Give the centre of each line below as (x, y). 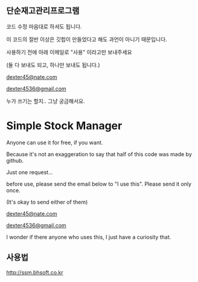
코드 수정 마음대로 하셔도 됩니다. (44, 27)
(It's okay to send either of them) (47, 202)
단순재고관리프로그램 (43, 11)
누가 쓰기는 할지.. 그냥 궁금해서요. (46, 101)
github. (15, 160)
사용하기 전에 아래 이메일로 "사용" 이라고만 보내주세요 (69, 52)
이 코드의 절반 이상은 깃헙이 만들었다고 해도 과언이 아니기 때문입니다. (87, 39)
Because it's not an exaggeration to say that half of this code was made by (99, 154)
